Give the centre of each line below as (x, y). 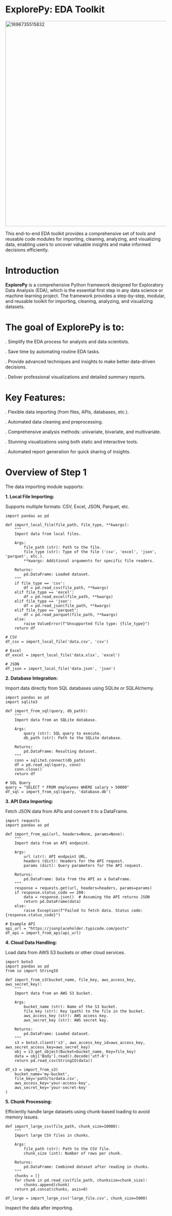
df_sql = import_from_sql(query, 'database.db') (58, 792)
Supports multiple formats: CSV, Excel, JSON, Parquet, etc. (67, 506)
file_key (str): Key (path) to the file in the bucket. (84, 1011)
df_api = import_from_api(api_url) (43, 933)
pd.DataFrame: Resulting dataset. (60, 751)
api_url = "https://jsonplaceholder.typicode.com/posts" (67, 928)
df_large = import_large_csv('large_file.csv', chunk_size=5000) (76, 1198)
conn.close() (28, 769)
